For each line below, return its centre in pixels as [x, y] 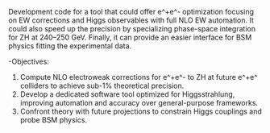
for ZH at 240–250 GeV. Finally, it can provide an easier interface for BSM [130, 37]
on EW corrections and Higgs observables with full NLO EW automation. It [131, 20]
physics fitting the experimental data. [70, 46]
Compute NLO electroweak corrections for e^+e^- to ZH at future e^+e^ [139, 77]
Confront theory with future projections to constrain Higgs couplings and [141, 111]
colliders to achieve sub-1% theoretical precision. [102, 85]
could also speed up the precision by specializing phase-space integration [132, 29]
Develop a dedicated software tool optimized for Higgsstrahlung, [127, 94]
